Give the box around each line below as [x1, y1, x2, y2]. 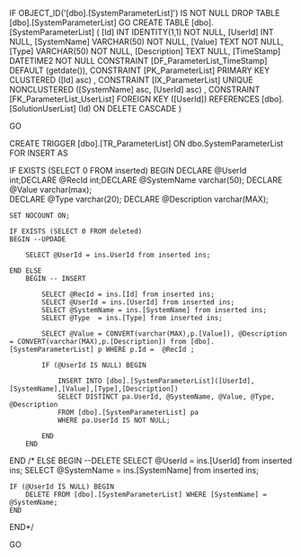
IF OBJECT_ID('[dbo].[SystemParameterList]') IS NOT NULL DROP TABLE [9, 8, 280, 18]
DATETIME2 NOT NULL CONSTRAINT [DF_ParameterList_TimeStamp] [9, 56, 268, 66]
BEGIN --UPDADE [9, 235, 66, 244]
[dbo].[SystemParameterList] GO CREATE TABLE [9, 17, 190, 28]
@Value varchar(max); [9, 184, 93, 194]
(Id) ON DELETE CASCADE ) [77, 103, 182, 113]
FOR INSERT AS [9, 148, 69, 158]
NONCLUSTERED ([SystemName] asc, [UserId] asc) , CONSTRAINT [9, 85, 261, 94]
